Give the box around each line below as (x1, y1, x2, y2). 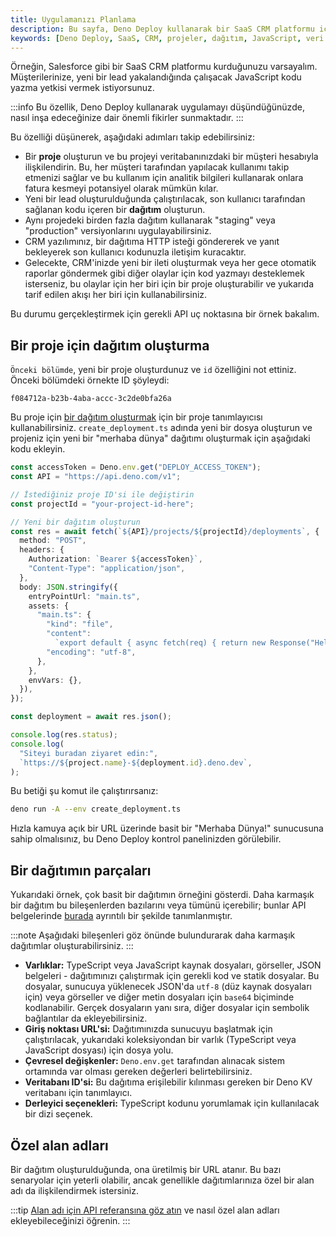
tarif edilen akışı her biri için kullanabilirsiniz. (24, 289, 208, 301)
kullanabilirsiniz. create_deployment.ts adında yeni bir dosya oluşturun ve (10, 422, 313, 434)
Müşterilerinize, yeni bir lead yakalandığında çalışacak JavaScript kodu (10, 71, 302, 83)
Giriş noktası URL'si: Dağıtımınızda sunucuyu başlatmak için (24, 1023, 273, 1035)
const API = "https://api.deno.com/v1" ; (10, 472, 182, 482)
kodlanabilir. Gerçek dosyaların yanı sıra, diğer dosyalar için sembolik (24, 1002, 310, 1014)
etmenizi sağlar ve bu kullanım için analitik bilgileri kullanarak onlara (24, 172, 304, 184)
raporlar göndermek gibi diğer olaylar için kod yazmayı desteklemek (24, 267, 305, 280)
